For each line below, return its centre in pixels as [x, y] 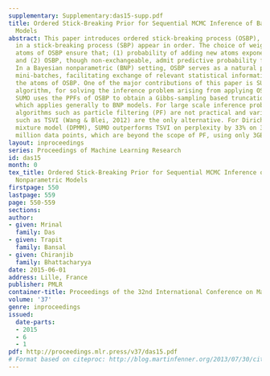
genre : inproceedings [45, 307]
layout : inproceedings [46, 143]
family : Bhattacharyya [53, 262]
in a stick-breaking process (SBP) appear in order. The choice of [131, 46]
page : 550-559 [32, 202]
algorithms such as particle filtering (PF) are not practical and [131, 113]
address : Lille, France [48, 277]
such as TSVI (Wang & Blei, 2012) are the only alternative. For [127, 121]
